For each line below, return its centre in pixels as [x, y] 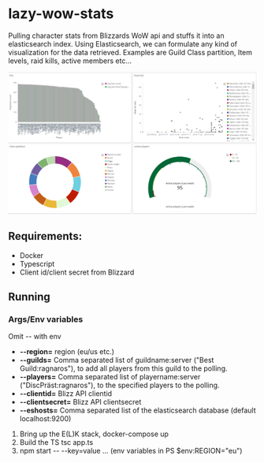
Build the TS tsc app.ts [56, 442]
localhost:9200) [45, 419]
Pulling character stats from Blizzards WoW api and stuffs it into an [116, 35]
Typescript [37, 263]
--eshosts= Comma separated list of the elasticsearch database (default [138, 410]
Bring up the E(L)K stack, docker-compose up [94, 434]
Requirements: [45, 236]
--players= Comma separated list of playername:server [110, 377]
